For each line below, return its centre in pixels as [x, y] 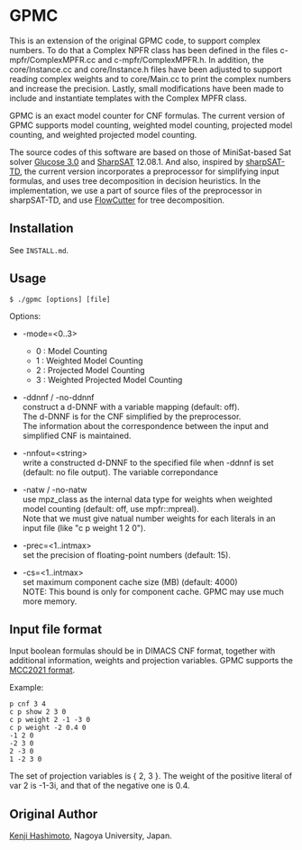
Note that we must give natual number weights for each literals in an [149, 518]
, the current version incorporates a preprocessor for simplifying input [149, 171]
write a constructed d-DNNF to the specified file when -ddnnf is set [148, 462]
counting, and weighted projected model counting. [103, 134]
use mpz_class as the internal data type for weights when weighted [147, 499]
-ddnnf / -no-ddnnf [58, 397]
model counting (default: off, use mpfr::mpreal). [111, 508]
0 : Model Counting [72, 351]
